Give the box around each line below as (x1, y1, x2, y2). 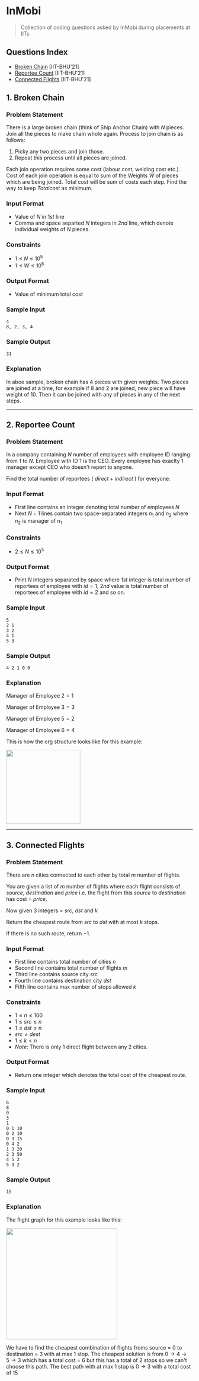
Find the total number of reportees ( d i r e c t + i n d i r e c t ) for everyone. (6, 475, 171, 482)
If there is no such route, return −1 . (6, 929, 91, 937)
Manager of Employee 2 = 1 (6, 692, 74, 699)
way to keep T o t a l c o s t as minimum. (6, 185, 93, 192)
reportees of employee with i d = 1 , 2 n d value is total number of (14, 583, 169, 590)
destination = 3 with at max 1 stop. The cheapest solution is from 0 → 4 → (6, 1350, 187, 1357)
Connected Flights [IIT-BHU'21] (14, 75, 91, 82)
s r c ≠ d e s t (14, 1030, 40, 1038)
